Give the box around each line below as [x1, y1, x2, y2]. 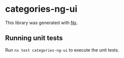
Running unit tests [5, 34, 63, 42]
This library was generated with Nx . [5, 20, 78, 26]
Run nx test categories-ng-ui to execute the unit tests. [5, 47, 120, 53]
